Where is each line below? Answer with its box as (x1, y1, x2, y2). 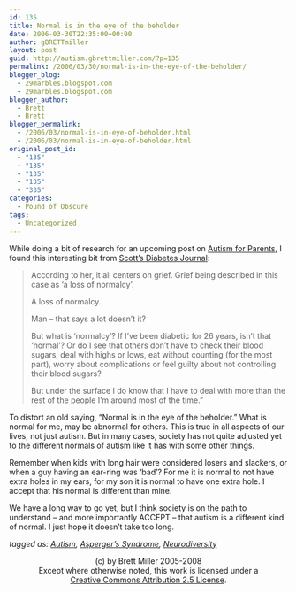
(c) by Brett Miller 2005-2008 (95, 555, 202, 566)
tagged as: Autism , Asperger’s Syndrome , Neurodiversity (9, 538, 217, 549)
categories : (9, 194, 53, 204)
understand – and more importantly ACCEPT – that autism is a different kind (9, 512, 285, 522)
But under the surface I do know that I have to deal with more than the (30, 385, 286, 396)
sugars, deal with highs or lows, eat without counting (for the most (30, 349, 273, 359)
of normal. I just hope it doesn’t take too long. (9, 521, 175, 532)
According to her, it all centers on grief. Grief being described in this (30, 269, 278, 280)
